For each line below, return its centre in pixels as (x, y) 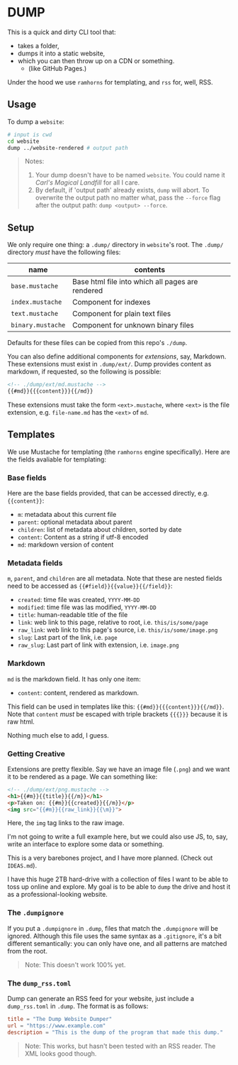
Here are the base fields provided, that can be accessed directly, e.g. (108, 493)
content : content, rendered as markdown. (78, 692)
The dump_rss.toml (39, 983)
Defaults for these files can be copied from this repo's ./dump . (97, 343)
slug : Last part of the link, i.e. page (68, 638)
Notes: (34, 161)
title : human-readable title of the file (73, 615)
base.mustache (35, 286)
